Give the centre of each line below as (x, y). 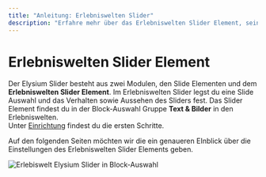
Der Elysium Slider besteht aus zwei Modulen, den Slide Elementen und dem (133, 84)
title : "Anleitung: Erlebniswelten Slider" (81, 15)
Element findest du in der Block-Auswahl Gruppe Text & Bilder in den (121, 109)
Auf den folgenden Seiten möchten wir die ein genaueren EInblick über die (129, 141)
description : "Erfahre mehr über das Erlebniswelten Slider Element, (125, 23)
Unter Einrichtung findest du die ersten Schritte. (86, 126)
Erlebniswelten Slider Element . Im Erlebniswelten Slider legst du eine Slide (131, 92)
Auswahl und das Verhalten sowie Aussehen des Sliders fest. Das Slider (125, 100)
